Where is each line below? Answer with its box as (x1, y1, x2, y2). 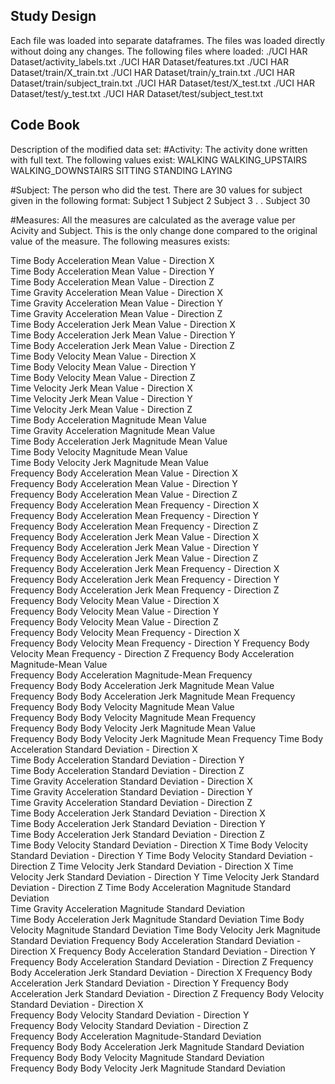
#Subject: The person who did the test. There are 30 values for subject (10, 184, 303, 196)
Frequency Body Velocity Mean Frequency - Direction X (10, 626, 240, 638)
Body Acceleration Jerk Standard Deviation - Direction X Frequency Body (10, 966, 313, 978)
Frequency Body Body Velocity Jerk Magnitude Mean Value (10, 722, 257, 734)
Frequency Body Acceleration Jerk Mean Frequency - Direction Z (10, 584, 280, 596)
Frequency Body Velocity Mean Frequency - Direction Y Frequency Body (10, 637, 310, 649)
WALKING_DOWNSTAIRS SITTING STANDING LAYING (10, 164, 233, 176)
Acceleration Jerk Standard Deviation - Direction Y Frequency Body (10, 977, 289, 989)
